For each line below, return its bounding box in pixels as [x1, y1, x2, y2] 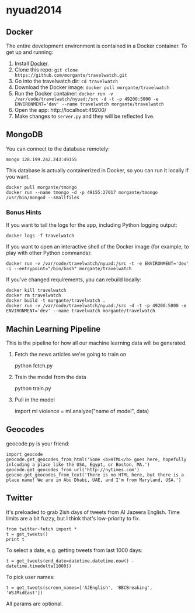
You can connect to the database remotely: [6, 145, 110, 152]
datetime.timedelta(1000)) [6, 563, 72, 569]
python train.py [14, 384, 51, 391]
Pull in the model [14, 396, 55, 403]
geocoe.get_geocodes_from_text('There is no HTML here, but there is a [6, 472, 184, 478]
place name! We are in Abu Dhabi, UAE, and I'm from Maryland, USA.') [6, 477, 182, 483]
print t [6, 536, 25, 542]
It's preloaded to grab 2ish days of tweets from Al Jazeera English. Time [6, 508, 180, 516]
